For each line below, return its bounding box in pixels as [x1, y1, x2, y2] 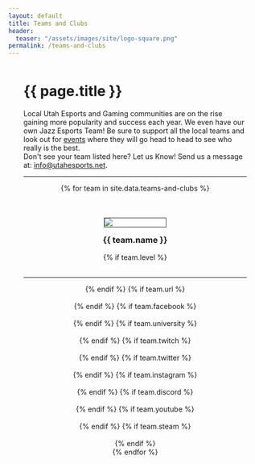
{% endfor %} [112, 447, 158, 457]
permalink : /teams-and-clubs [8, 42, 106, 50]
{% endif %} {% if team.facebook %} [73, 302, 197, 311]
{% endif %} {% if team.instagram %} [72, 370, 198, 380]
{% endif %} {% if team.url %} [84, 284, 186, 295]
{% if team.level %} [103, 253, 167, 262]
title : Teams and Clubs [8, 19, 88, 27]
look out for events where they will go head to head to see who [23, 134, 232, 144]
